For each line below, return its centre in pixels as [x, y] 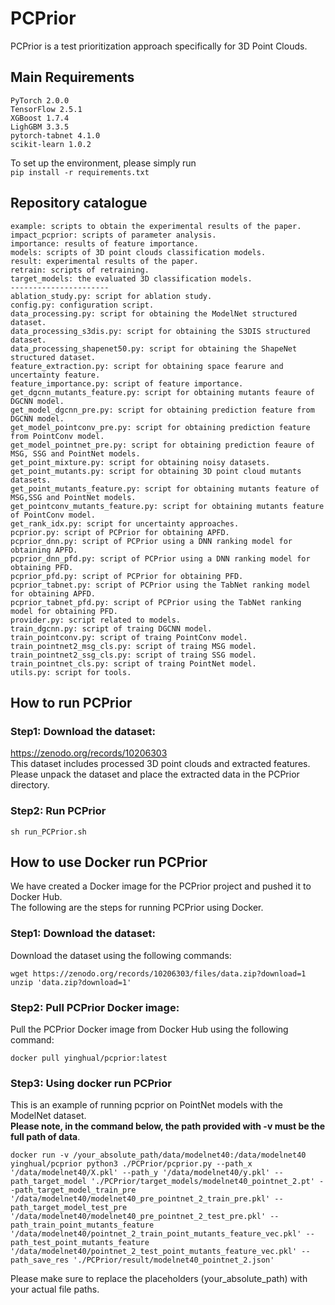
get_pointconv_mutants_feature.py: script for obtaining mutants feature [167, 506]
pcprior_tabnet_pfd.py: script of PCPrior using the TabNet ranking [156, 602]
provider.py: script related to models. [96, 620]
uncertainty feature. [55, 375]
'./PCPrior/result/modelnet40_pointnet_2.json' [174, 1260]
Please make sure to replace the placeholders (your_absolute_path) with [159, 1279]
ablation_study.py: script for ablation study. [111, 296]
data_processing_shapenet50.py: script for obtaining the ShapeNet [154, 348]
